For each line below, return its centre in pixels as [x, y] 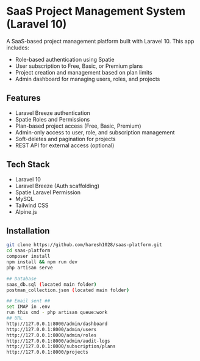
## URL [15, 318]
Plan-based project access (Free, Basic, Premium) [78, 126]
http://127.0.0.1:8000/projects [47, 352]
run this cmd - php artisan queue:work [57, 313]
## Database [21, 279]
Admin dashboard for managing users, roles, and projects [87, 79]
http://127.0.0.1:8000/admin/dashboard [57, 324]
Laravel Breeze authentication [52, 113]
